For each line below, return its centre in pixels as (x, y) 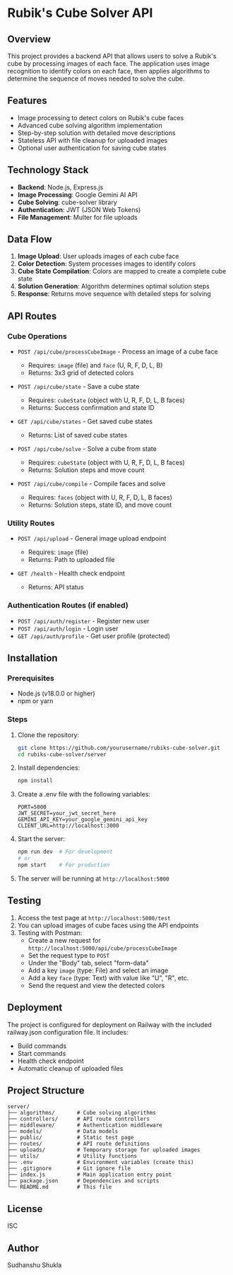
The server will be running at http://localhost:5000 (93, 879)
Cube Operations (37, 336)
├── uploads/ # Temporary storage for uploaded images (104, 1150)
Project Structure (46, 1090)
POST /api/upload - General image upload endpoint (92, 539)
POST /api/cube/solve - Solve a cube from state (87, 449)
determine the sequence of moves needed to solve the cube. (96, 78)
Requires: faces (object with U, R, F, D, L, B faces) (100, 498)
